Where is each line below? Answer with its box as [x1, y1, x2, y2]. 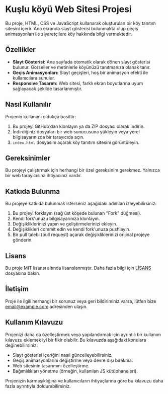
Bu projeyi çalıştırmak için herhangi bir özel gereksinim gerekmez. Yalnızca [5, 167, 160, 173]
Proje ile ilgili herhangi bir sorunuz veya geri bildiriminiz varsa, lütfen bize [5, 298, 156, 304]
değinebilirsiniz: [5, 342, 38, 348]
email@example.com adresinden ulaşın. [5, 303, 88, 309]
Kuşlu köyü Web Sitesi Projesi [5, 4, 132, 15]
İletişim [5, 285, 29, 293]
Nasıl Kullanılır [5, 100, 52, 109]
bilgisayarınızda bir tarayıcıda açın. [12, 134, 85, 140]
